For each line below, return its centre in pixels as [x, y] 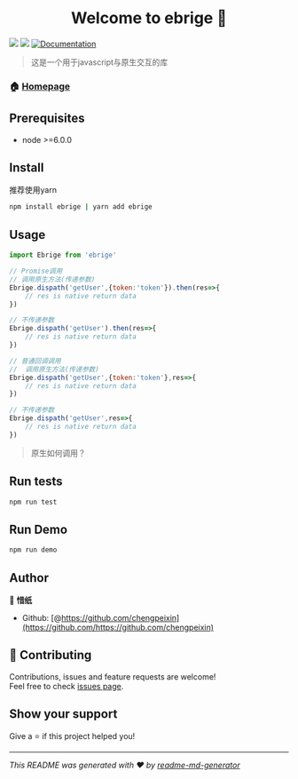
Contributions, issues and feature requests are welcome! [113, 676]
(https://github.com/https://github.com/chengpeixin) [118, 627]
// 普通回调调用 [35, 361]
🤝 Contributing [51, 655]
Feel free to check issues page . [67, 686]
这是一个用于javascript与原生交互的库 [99, 62]
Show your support [63, 714]
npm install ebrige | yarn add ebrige [81, 207]
